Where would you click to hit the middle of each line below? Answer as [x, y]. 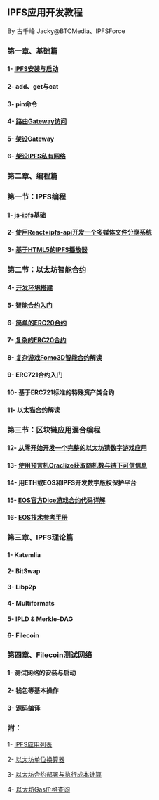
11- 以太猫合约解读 [34, 410]
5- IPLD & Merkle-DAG [40, 619]
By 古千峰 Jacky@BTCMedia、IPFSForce [66, 31]
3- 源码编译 [24, 708]
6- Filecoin [23, 635]
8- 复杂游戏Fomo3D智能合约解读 [55, 357]
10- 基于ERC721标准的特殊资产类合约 [61, 392]
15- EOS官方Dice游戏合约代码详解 [56, 500]
